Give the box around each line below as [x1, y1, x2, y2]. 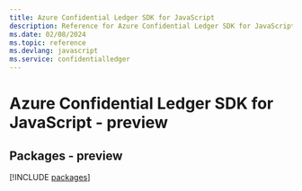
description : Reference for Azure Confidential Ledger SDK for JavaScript [9, 22, 296, 30]
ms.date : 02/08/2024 [9, 30, 87, 39]
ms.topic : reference [9, 38, 87, 48]
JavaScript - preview [9, 113, 169, 133]
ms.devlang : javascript [9, 47, 99, 56]
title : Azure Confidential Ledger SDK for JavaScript [9, 13, 216, 22]
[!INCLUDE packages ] [9, 172, 91, 182]
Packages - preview [9, 148, 123, 163]
